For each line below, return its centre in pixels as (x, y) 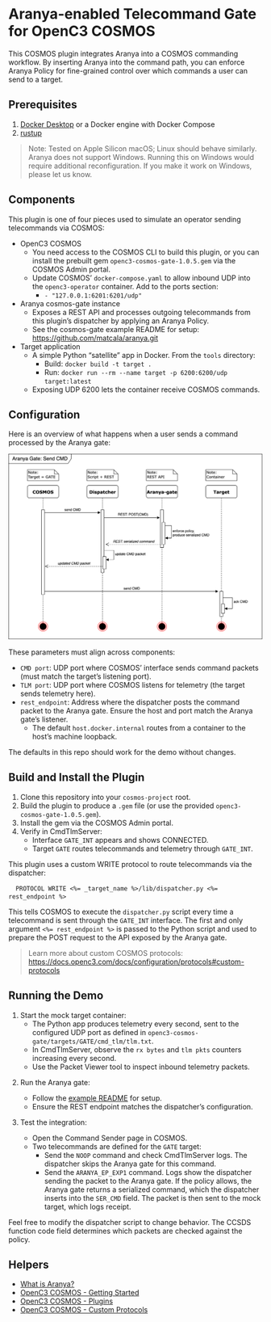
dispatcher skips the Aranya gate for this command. (130, 1164)
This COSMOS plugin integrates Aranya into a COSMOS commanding (123, 53)
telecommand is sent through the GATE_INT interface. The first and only (126, 920)
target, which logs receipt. (88, 1206)
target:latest (68, 381)
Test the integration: (53, 1122)
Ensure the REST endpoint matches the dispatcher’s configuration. (142, 1106)
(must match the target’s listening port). (85, 676)
